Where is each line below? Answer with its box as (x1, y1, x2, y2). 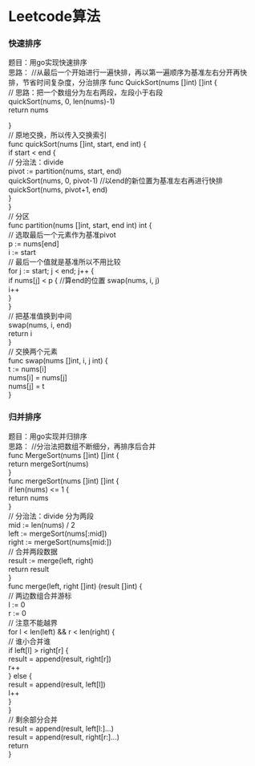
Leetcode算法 (8, 7, 101, 26)
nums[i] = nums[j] (8, 373, 68, 383)
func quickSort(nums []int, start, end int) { (8, 140, 147, 149)
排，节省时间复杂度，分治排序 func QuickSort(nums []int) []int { (8, 78, 218, 87)
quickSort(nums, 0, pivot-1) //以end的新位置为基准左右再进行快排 (8, 176, 223, 185)
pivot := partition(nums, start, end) (8, 166, 122, 176)
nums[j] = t (8, 382, 45, 391)
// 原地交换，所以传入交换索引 (8, 130, 107, 140)
